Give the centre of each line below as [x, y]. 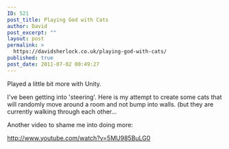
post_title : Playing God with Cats [58, 20]
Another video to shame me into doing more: [70, 124]
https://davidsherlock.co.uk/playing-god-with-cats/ [90, 52]
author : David [27, 26]
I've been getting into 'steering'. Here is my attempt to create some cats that [114, 97]
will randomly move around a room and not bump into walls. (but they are [110, 104]
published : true [30, 58]
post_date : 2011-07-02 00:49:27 [53, 64]
